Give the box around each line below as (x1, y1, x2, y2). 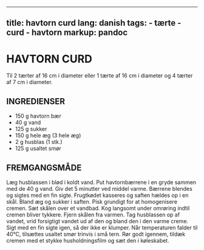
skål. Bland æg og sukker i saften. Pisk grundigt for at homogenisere (6, 198, 178, 205)
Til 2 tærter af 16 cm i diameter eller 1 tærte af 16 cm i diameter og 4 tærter (6, 72, 193, 79)
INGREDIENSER (6, 96, 66, 107)
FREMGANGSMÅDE (6, 162, 82, 173)
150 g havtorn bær (15, 112, 62, 120)
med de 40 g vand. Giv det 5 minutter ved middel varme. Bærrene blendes (6, 185, 192, 192)
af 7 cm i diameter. (6, 79, 53, 86)
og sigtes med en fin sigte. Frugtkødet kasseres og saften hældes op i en (6, 191, 189, 199)
